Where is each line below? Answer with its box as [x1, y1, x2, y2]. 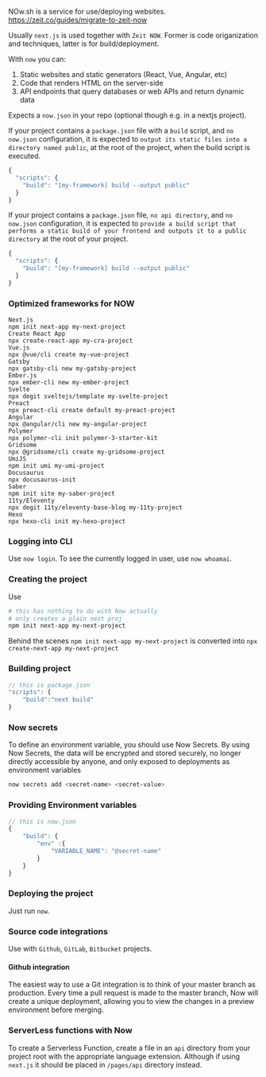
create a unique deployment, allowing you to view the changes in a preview [8, 997, 255, 1006]
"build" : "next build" [22, 696, 94, 704]
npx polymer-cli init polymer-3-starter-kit [8, 434, 158, 442]
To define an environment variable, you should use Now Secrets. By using [8, 740, 250, 750]
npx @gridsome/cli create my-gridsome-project [8, 448, 165, 456]
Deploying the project [8, 888, 94, 899]
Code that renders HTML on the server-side [19, 79, 164, 87]
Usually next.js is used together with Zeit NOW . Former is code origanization [8, 31, 258, 40]
